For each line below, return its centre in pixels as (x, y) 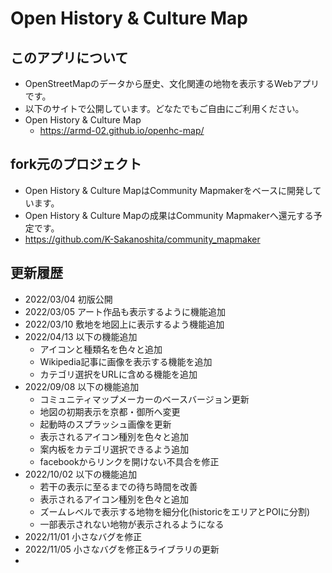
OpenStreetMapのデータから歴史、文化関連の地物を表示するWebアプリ (172, 83)
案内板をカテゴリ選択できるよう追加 (114, 449)
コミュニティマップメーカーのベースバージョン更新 (144, 399)
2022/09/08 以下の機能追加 (82, 386)
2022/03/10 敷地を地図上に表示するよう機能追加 (124, 324)
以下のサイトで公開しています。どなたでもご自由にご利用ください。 (164, 108)
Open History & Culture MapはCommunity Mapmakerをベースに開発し (168, 190)
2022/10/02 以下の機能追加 (81, 474)
